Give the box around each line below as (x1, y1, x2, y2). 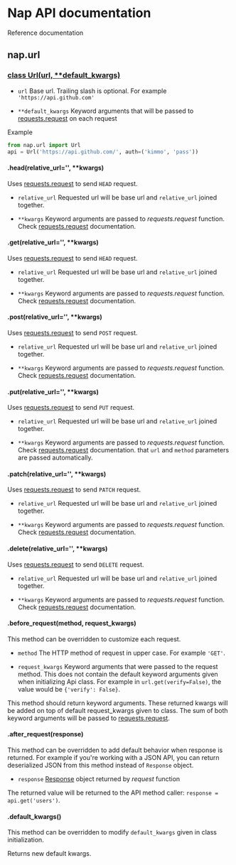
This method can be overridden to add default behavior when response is (7, 746, 223, 754)
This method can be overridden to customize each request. (7, 634, 181, 643)
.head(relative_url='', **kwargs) (7, 163, 104, 172)
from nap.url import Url (7, 141, 81, 148)
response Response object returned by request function (17, 775, 181, 783)
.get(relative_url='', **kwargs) (7, 238, 100, 246)
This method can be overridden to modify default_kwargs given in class (7, 828, 217, 837)
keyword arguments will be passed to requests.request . (7, 714, 171, 722)
